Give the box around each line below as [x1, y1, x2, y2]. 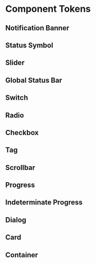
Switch [5, 93, 28, 102]
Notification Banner [5, 24, 69, 32]
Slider [5, 59, 25, 67]
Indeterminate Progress [5, 198, 83, 207]
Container [5, 250, 39, 259]
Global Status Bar [5, 76, 63, 85]
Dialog [5, 215, 27, 224]
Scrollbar [5, 163, 35, 172]
